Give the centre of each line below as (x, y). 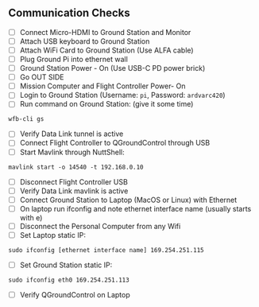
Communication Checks (70, 13)
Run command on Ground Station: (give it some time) (106, 104)
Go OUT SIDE (42, 77)
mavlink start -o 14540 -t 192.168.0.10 (76, 167)
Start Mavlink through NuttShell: (72, 152)
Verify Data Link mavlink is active (74, 191)
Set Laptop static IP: (52, 235)
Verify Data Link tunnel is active (72, 134)
